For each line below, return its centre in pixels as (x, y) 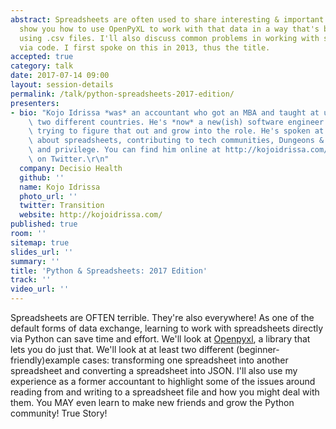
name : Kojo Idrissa (60, 187)
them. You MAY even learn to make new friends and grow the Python (152, 402)
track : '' (31, 280)
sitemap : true (40, 242)
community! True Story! (59, 413)
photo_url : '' (48, 196)
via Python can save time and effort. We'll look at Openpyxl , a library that (160, 339)
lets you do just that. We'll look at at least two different (122, 349)
